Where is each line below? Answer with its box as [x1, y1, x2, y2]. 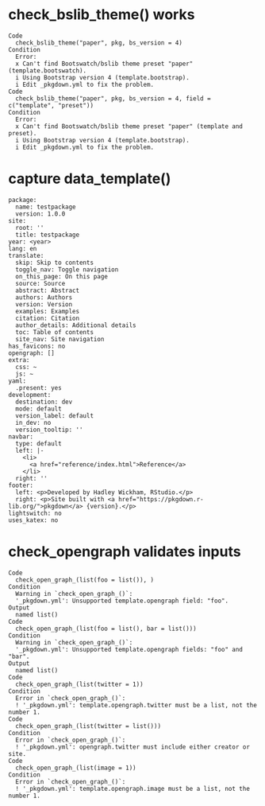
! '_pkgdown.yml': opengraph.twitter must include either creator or [15, 742, 250, 751]
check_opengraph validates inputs [8, 543, 241, 561]
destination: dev [15, 398, 73, 406]
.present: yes [15, 384, 62, 391]
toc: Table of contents [15, 328, 94, 336]
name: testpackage [15, 203, 77, 211]
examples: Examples [15, 307, 80, 315]
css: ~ [15, 363, 37, 371]
